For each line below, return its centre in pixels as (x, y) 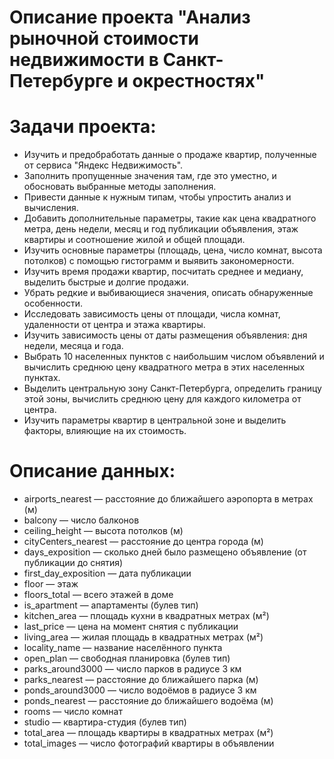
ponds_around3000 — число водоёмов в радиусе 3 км (140, 690)
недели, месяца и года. (73, 346)
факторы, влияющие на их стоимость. (105, 431)
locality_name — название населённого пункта (123, 648)
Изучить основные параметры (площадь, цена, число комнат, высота (173, 250)
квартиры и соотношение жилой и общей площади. (134, 240)
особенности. (53, 303)
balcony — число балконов (81, 520)
